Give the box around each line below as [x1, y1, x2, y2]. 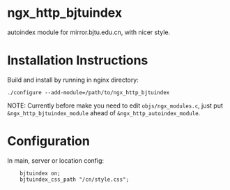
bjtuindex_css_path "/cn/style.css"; [20, 176, 130, 183]
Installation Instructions [7, 52, 148, 68]
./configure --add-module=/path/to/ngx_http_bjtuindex [7, 89, 170, 96]
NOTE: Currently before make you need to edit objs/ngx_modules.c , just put [7, 101, 223, 110]
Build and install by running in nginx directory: [7, 75, 139, 84]
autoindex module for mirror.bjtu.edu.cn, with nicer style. [7, 28, 171, 36]
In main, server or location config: [7, 156, 105, 165]
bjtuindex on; [20, 170, 61, 177]
